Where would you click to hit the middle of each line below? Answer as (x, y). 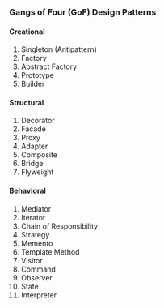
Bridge (32, 164)
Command (38, 269)
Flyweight (37, 172)
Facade (34, 129)
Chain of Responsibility (59, 226)
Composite (39, 155)
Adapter (34, 146)
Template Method (50, 252)
